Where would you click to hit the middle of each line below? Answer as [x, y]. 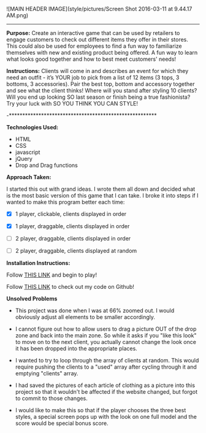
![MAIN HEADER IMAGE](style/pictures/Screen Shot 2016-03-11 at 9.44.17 [99, 9]
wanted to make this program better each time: [66, 202]
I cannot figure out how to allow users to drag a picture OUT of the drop [106, 329]
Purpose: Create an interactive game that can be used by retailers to [93, 33]
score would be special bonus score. [62, 423]
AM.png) [17, 15]
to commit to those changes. [51, 399]
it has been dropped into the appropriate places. [76, 348]
